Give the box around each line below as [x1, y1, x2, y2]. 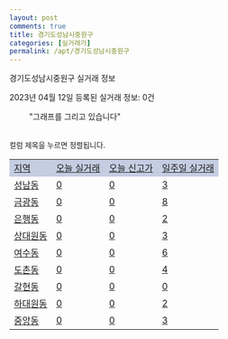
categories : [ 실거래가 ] [9, 38, 92, 48]
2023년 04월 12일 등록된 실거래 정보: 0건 [9, 92, 155, 103]
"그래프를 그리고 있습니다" [29, 111, 122, 122]
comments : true [9, 22, 67, 31]
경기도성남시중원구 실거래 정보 [9, 73, 116, 84]
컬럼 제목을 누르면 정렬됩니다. [9, 140, 106, 150]
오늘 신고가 [108, 162, 153, 174]
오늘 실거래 [55, 162, 101, 174]
